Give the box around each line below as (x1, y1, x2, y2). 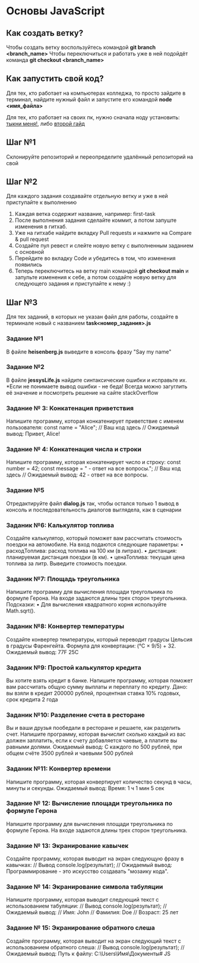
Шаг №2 (6, 177, 37, 187)
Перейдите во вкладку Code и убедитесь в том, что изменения (14, 255, 176, 262)
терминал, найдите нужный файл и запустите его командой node (6, 95, 172, 103)
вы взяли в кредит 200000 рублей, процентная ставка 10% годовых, (6, 689, 181, 696)
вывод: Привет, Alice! (6, 431, 61, 438)
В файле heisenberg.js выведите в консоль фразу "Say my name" (6, 348, 172, 355)
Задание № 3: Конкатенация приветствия (6, 404, 134, 412)
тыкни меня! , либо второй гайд (6, 120, 85, 127)
